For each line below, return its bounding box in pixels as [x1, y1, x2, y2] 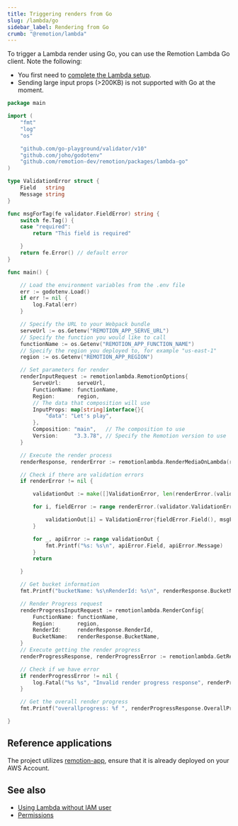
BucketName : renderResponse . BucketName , [33, 633, 160, 640]
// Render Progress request [20, 600, 103, 607]
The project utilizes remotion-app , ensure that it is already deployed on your [7, 756, 229, 764]
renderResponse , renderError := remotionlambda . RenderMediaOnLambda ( [20, 458, 230, 465]
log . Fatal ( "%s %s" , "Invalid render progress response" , [33, 679, 204, 686]
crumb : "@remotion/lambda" [7, 30, 87, 38]
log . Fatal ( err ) [33, 301, 78, 308]
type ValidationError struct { [7, 178, 100, 185]
